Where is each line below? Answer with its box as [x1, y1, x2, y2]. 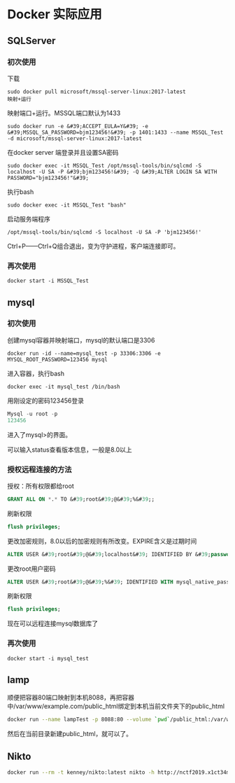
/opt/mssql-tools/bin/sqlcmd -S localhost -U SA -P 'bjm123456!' [7, 228, 201, 235]
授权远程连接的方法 [7, 464, 72, 474]
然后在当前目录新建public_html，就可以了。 [7, 730, 133, 738]
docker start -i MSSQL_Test [7, 277, 90, 284]
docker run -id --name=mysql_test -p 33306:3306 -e [7, 349, 161, 357]
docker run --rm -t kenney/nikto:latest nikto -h [7, 769, 155, 776]
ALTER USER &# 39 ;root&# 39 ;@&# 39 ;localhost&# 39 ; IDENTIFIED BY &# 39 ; [7, 550, 211, 557]
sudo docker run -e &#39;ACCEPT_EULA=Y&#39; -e [7, 123, 149, 130]
